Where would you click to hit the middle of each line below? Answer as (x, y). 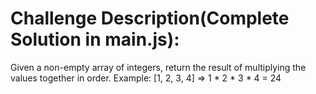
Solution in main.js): (95, 39)
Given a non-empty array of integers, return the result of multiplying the (158, 67)
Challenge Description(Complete (150, 18)
